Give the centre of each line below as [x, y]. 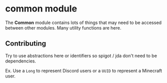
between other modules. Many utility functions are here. [63, 27]
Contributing [26, 44]
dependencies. [21, 61]
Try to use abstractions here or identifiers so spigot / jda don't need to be [81, 55]
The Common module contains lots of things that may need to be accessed [83, 22]
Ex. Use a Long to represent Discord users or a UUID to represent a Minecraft [84, 70]
